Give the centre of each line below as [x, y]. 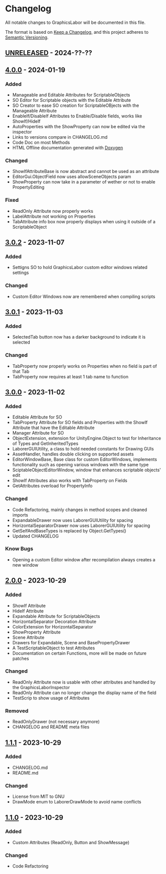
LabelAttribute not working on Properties [54, 216]
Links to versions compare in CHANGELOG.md [60, 137]
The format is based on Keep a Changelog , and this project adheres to [77, 32]
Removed [17, 710]
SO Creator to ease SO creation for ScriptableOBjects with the [76, 105]
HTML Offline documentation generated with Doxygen [67, 148]
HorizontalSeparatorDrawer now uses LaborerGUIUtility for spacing [81, 525]
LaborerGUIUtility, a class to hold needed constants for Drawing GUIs [83, 449]
